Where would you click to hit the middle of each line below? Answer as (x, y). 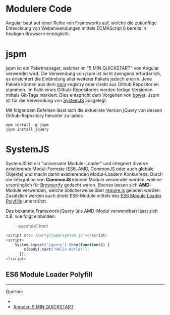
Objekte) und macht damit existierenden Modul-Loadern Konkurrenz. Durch (84, 174)
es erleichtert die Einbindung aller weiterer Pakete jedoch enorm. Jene (79, 78)
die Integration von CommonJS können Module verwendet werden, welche (84, 179)
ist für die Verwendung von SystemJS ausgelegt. (56, 100)
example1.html (33, 226)
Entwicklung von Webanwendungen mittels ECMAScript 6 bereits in (76, 28)
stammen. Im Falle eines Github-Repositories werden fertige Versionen (79, 90)
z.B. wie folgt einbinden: (31, 216)
